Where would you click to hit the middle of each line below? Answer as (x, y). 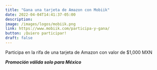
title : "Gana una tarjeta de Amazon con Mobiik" (57, 10)
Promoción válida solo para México (43, 62)
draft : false (19, 38)
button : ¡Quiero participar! (36, 33)
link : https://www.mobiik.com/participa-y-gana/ (57, 29)
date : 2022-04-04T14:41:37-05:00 (41, 15)
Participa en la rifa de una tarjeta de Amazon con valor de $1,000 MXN (79, 52)
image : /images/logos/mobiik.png (41, 24)
